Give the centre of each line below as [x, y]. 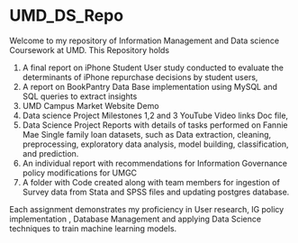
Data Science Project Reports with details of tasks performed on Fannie [155, 125]
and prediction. [50, 153]
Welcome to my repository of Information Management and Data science [144, 40]
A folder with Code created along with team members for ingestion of [151, 182]
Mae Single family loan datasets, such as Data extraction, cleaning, [147, 134]
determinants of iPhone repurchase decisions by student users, [140, 76]
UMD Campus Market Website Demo [90, 105]
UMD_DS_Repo [67, 16]
